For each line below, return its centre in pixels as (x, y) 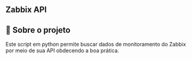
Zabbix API (26, 10)
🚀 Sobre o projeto (38, 30)
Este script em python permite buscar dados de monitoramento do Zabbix (96, 45)
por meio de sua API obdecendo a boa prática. (63, 50)
